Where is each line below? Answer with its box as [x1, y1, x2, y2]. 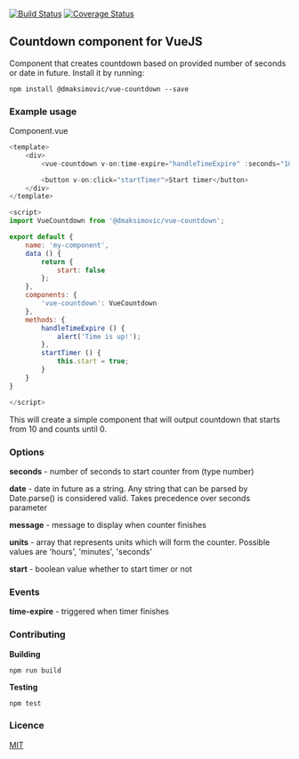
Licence [9, 719, 44, 731]
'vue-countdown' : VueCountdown [41, 299, 158, 308]
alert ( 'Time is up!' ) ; [56, 332, 141, 341]
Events [9, 585, 40, 598]
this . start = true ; [56, 357, 129, 366]
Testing [9, 681, 38, 692]
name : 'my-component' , [25, 241, 109, 250]
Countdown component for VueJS [9, 34, 203, 49]
